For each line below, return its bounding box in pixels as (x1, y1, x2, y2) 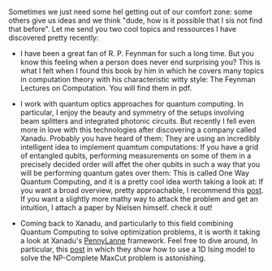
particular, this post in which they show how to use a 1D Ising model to (19, 244, 256, 254)
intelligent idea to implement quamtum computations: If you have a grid (19, 142, 259, 151)
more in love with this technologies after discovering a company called (19, 125, 257, 134)
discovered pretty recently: (8, 33, 99, 42)
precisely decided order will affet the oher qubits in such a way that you (19, 160, 261, 169)
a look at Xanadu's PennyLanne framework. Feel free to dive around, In (19, 236, 258, 245)
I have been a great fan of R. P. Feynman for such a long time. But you (19, 49, 254, 58)
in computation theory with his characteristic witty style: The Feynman (19, 75, 256, 84)
